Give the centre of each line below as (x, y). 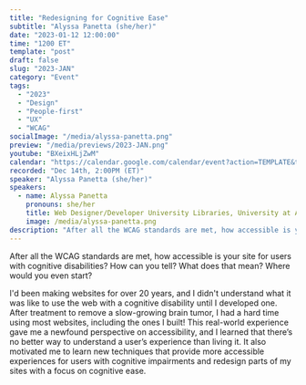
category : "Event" (44, 78)
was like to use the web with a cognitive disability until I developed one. (143, 303)
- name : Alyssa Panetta (62, 196)
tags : (20, 86)
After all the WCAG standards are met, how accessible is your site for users (150, 255)
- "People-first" (51, 111)
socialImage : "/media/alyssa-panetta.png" (91, 137)
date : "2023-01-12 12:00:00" (65, 35)
